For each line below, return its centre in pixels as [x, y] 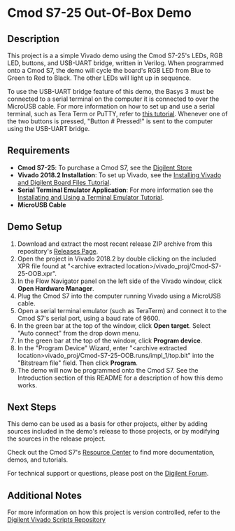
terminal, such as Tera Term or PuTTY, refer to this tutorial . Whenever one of [117, 114]
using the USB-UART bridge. [49, 129]
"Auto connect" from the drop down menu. [79, 333]
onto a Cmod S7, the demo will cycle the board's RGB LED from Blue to [109, 70]
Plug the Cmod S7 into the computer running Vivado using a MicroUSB [119, 296]
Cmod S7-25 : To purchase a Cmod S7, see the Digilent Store [105, 167]
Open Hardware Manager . [56, 288]
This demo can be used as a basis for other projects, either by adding [107, 424]
